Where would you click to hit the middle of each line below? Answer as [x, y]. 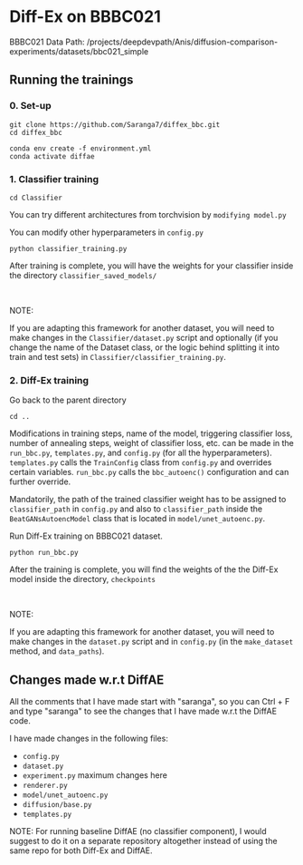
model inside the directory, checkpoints [83, 579]
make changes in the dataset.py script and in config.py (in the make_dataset [151, 642]
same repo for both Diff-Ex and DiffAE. [81, 850]
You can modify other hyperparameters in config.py [107, 232]
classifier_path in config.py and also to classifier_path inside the [136, 509]
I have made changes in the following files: [89, 739]
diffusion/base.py [57, 805]
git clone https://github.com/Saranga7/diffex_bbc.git [115, 124]
